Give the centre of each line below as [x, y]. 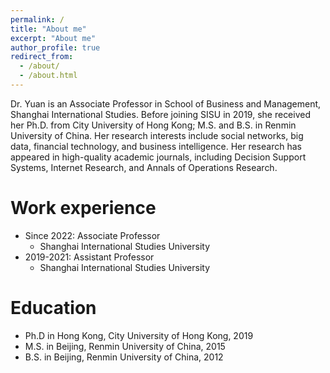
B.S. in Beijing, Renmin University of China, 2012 [124, 357]
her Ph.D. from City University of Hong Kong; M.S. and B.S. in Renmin [153, 125]
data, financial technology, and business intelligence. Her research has [156, 146]
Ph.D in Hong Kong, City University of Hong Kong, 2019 [139, 335]
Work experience [83, 208]
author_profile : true [55, 47]
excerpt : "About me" [53, 38]
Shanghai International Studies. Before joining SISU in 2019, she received [161, 114]
